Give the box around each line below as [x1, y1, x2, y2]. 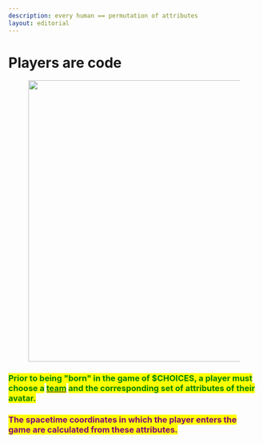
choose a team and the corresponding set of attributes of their [8, 383, 256, 394]
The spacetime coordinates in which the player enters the [8, 414, 237, 425]
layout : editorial [8, 19, 70, 27]
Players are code [8, 54, 122, 72]
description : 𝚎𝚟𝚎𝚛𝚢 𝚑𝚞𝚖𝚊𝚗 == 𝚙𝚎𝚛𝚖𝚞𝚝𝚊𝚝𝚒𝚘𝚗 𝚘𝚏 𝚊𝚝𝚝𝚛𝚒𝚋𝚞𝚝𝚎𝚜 [8, 11, 198, 20]
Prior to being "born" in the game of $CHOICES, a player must [8, 373, 253, 384]
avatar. [8, 393, 37, 404]
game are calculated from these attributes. [8, 425, 178, 436]
